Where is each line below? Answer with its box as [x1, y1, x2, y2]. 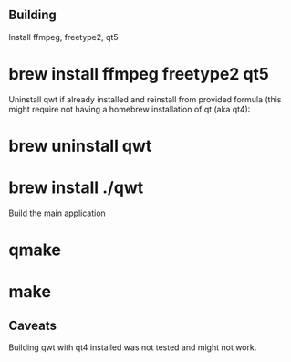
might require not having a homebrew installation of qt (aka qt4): [8, 103, 251, 114]
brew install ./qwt [8, 177, 144, 198]
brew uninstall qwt [8, 135, 152, 156]
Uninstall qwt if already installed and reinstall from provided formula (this [8, 93, 282, 104]
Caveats [8, 317, 57, 333]
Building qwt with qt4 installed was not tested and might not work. [8, 342, 257, 353]
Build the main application [8, 208, 106, 218]
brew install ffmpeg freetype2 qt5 [8, 64, 270, 84]
